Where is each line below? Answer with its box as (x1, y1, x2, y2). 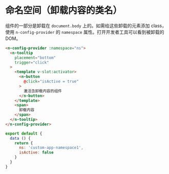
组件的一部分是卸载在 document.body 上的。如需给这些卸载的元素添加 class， (5, 23, 166, 29)
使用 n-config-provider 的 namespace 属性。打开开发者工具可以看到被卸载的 (5, 29, 164, 35)
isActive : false (18, 150, 54, 155)
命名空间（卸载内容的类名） (5, 5, 122, 16)
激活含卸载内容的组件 (24, 88, 62, 94)
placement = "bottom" (14, 55, 56, 60)
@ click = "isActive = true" (24, 79, 79, 84)
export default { (5, 131, 43, 136)
